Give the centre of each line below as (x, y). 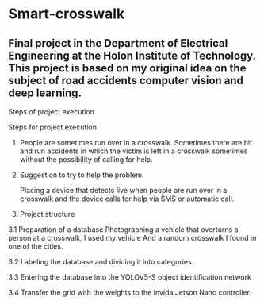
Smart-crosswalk (67, 14)
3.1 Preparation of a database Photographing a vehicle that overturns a (123, 230)
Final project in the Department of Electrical (118, 43)
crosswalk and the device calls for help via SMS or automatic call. (127, 199)
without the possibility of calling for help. (86, 159)
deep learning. (45, 93)
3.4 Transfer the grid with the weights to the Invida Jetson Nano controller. (130, 292)
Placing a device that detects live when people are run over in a (123, 190)
